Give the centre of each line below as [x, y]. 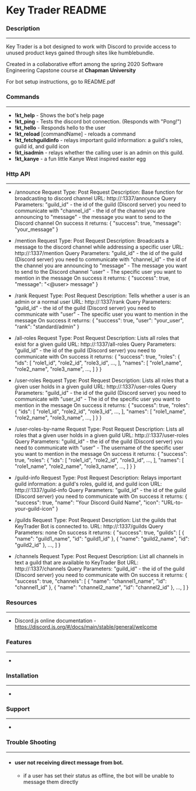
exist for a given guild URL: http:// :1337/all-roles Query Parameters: [95, 344]
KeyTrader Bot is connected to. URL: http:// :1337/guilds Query [89, 527]
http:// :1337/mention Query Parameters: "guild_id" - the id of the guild [98, 253]
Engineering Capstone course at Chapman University [71, 70]
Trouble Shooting [31, 742]
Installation [22, 675]
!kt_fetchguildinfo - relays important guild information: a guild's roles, [99, 140]
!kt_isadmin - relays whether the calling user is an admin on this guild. [99, 152]
